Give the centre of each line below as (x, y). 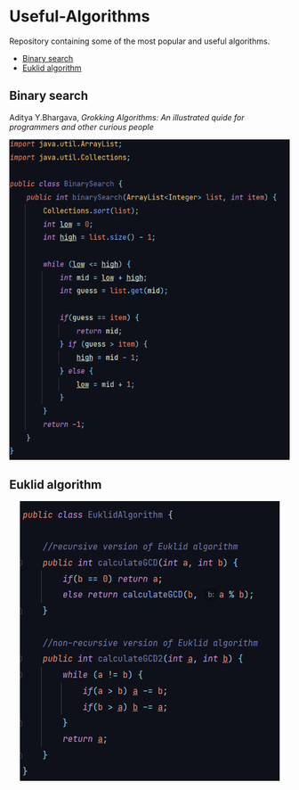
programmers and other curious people (81, 127)
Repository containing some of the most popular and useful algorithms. (140, 41)
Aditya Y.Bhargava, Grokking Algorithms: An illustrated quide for (127, 117)
